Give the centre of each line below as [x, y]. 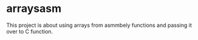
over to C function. [30, 31]
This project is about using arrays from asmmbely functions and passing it [99, 25]
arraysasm [34, 9]
